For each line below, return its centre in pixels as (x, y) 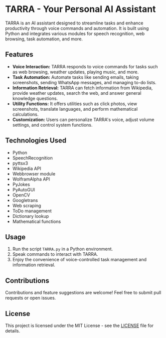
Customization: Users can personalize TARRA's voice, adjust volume (83, 119)
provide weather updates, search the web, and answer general (77, 93)
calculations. (25, 114)
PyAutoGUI (24, 189)
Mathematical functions (37, 221)
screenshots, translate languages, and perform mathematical (75, 109)
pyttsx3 (20, 163)
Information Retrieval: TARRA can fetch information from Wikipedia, (83, 88)
